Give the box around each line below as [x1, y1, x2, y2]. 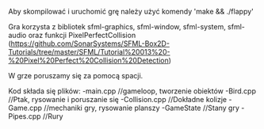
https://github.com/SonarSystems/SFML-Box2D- [10, 39, 170, 48]
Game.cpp [8, 103, 42, 112]
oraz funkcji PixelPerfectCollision [28, 31, 136, 40]
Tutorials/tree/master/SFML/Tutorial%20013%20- [8, 47, 170, 56]
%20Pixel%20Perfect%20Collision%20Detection [8, 55, 169, 65]
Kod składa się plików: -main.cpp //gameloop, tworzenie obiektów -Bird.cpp [8, 86, 256, 96]
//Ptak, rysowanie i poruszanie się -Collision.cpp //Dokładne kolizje [8, 95, 228, 104]
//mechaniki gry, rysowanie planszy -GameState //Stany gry [43, 103, 240, 112]
